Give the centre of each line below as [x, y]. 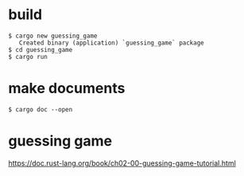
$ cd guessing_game [41, 49]
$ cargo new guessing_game [53, 36]
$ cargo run [28, 57]
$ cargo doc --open [41, 109]
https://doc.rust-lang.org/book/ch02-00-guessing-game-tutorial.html [122, 163]
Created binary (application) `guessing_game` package [111, 43]
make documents [67, 88]
